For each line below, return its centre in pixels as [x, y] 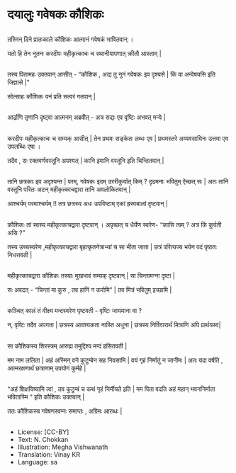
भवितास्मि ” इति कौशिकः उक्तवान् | [46, 397]
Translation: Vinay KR [49, 455]
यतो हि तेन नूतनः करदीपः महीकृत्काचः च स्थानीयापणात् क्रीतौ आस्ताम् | [84, 53]
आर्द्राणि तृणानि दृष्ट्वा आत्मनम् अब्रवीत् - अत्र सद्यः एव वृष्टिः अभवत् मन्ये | [86, 118]
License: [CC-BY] [43, 432]
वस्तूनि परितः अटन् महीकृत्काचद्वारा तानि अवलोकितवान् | [69, 190]
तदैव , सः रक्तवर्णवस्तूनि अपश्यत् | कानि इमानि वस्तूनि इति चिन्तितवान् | [86, 160]
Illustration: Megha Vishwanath [63, 447]
